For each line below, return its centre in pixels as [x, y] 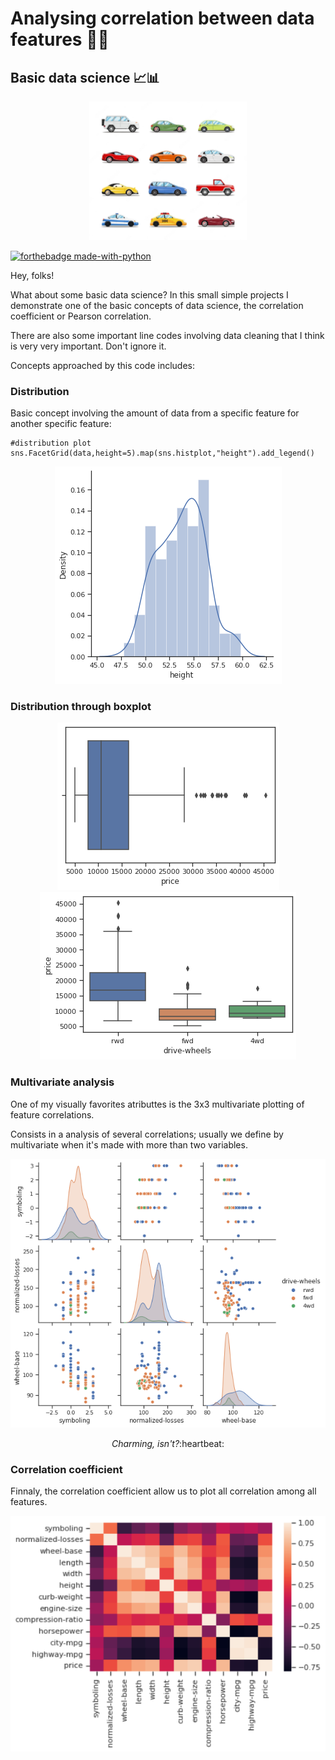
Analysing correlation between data [162, 18]
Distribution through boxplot [81, 706]
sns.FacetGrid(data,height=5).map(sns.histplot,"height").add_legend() [162, 453]
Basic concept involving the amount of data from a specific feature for [155, 413]
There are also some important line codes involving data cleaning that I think [167, 335]
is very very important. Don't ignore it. [88, 346]
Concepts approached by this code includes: [103, 365]
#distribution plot [51, 443]
